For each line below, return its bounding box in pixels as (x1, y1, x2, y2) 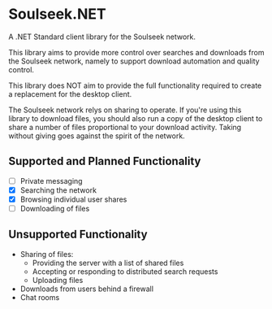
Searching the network (19, 185, 97, 195)
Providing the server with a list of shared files (32, 258, 184, 268)
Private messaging (19, 176, 83, 185)
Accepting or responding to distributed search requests (32, 266, 218, 276)
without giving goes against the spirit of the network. (8, 131, 185, 141)
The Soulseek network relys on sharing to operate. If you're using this (8, 105, 242, 115)
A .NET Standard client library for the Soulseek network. (8, 32, 196, 41)
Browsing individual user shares (19, 194, 127, 204)
